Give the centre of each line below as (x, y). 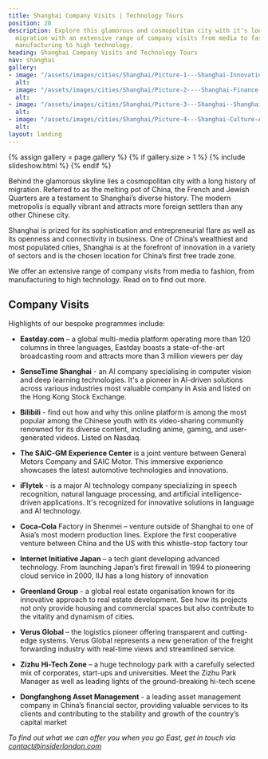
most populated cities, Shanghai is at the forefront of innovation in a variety (132, 247)
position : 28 (30, 23)
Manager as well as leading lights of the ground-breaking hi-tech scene (138, 682)
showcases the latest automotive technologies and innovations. (124, 470)
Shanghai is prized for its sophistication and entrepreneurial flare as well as (132, 230)
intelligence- (221, 494)
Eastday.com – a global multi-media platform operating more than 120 (135, 339)
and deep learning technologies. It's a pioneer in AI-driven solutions (131, 380)
